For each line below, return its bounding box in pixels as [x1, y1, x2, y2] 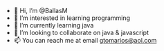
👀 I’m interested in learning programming [13, 14, 130, 22]
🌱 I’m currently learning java [13, 21, 94, 29]
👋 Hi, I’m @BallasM [13, 7, 68, 14]
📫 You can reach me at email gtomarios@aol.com [13, 37, 157, 44]
